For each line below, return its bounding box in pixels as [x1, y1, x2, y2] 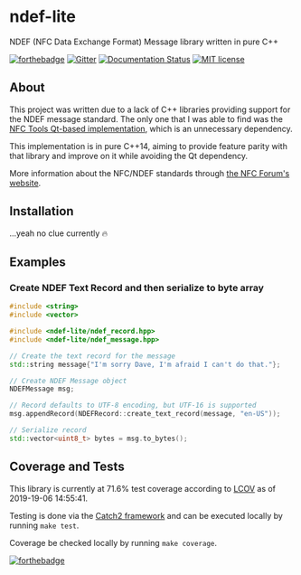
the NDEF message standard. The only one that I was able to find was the [9, 113, 283, 124]
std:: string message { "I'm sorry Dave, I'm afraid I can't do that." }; [9, 360, 281, 369]
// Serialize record [9, 426, 88, 435]
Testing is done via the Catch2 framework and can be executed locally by [9, 510, 283, 521]
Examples [9, 254, 66, 269]
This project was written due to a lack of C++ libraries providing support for [9, 104, 291, 115]
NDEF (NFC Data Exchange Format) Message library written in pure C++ [9, 36, 278, 47]
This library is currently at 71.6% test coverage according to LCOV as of [9, 483, 277, 494]
